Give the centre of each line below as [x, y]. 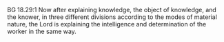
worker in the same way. [42, 31]
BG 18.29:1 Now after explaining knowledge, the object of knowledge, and [112, 10]
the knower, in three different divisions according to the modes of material [112, 17]
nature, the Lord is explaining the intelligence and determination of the [107, 24]
